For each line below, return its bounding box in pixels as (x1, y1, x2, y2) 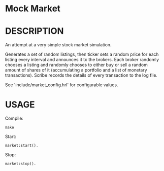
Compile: (5, 115, 24, 121)
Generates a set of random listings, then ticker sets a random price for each (5, 51, 159, 57)
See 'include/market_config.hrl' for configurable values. (5, 82, 118, 88)
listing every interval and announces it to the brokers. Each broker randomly (5, 57, 159, 63)
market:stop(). (5, 161, 36, 167)
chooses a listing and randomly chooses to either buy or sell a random (5, 62, 148, 68)
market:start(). (5, 143, 38, 148)
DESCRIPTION (5, 26, 64, 37)
